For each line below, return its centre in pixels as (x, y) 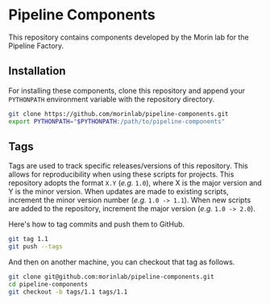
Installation (37, 71)
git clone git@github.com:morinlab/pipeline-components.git (112, 277)
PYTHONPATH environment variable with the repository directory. (112, 99)
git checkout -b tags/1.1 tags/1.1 (68, 292)
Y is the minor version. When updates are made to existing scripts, (118, 192)
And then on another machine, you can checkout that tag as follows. (122, 262)
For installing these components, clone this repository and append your (127, 90)
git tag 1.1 (28, 239)
